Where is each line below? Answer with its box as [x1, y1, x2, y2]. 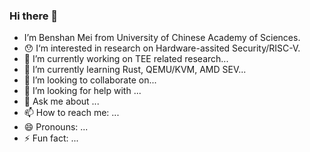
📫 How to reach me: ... [23, 107, 120, 119]
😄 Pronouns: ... [23, 121, 89, 133]
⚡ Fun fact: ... [23, 132, 79, 144]
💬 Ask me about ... [23, 95, 100, 108]
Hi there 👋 [9, 9, 59, 23]
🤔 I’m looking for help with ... [23, 85, 142, 97]
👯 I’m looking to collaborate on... [23, 74, 157, 86]
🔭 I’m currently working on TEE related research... [23, 53, 229, 65]
